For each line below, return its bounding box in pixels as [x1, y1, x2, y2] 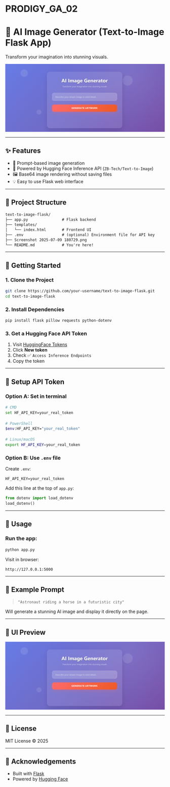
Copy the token [12, 358, 45, 364]
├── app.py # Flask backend [5, 217, 96, 222]
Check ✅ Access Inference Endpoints [12, 352, 92, 358]
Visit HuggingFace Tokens [12, 341, 67, 348]
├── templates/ [5, 222, 37, 227]
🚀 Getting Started [5, 261, 61, 269]
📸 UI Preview [5, 628, 46, 637]
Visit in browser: [5, 556, 39, 562]
